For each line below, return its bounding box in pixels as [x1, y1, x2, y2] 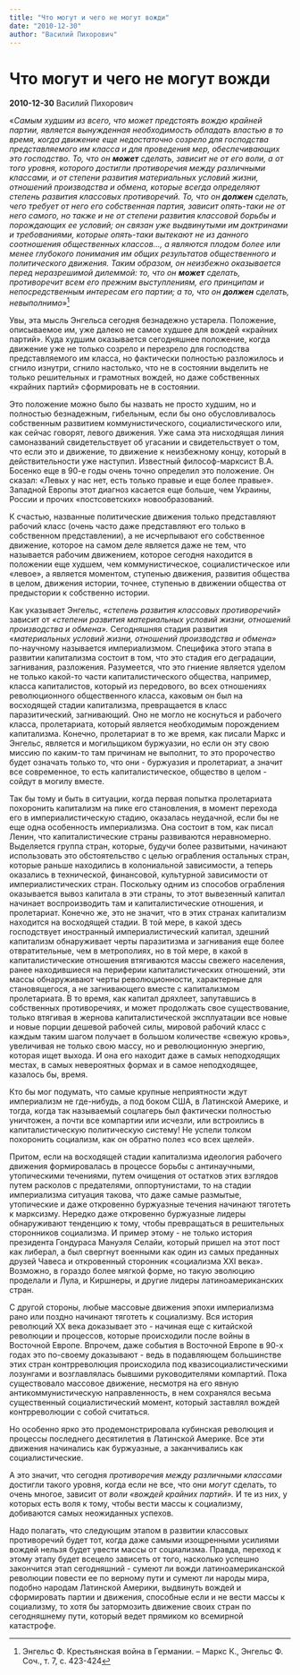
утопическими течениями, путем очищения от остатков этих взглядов [9, 1170, 279, 1181]
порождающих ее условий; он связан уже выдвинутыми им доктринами [9, 220, 288, 231]
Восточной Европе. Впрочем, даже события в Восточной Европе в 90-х [9, 1339, 284, 1350]
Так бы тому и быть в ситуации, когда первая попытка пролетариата [9, 793, 272, 804]
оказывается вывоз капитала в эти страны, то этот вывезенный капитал [9, 888, 286, 899]
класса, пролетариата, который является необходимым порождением [9, 718, 279, 730]
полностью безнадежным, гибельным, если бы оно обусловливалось [9, 408, 277, 419]
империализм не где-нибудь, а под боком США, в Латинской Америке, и [9, 1096, 288, 1107]
